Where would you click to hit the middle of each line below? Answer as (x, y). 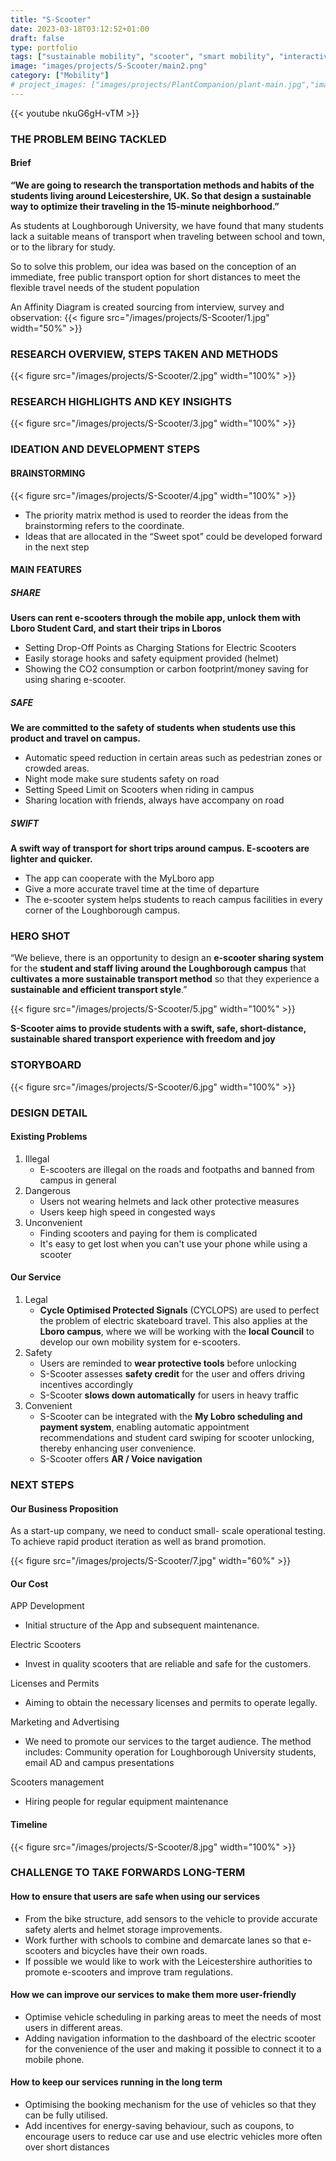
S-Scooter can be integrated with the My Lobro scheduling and (171, 1417)
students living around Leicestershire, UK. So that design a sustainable (161, 195)
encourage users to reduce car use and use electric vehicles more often (173, 2137)
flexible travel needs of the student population (105, 287)
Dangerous (47, 1190)
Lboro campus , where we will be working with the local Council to (177, 1332)
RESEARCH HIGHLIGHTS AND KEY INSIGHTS (121, 402)
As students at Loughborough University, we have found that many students (167, 225)
